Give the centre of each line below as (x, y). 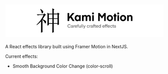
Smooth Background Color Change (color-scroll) (63, 66)
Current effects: (22, 56)
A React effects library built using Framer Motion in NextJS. (67, 47)
